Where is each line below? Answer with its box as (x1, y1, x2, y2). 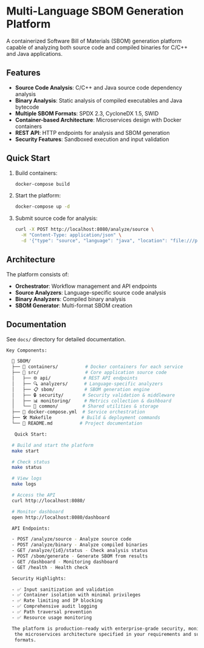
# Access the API (12, 492, 56, 499)
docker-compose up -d (15, 203, 70, 210)
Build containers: (15, 169, 58, 177)
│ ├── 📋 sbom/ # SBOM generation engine (12, 386, 150, 392)
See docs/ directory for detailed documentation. (6, 335, 126, 343)
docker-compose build (15, 181, 70, 187)
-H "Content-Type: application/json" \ (21, 232, 122, 238)
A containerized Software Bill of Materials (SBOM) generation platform (6, 37, 182, 44)
